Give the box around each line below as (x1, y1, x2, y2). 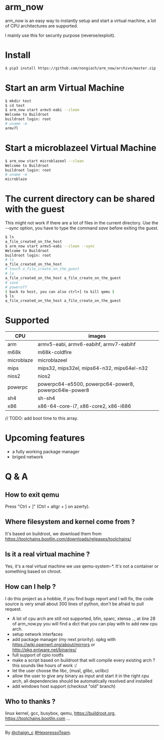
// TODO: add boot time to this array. (5, 416, 79, 421)
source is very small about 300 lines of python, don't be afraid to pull (5, 601, 144, 607)
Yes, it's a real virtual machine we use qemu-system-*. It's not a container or (5, 563, 159, 569)
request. (5, 606, 22, 612)
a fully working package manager (12, 449, 80, 455)
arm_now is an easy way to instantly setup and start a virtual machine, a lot (5, 18, 156, 24)
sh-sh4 (37, 395, 55, 402)
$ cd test (5, 103, 25, 108)
